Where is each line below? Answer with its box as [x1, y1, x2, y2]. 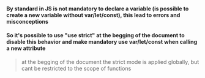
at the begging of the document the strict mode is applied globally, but [21, 58, 199, 65]
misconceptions [6, 18, 49, 25]
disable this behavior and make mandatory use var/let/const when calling [6, 38, 198, 46]
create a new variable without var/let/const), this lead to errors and [6, 11, 181, 18]
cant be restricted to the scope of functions [21, 65, 132, 72]
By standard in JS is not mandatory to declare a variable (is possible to [6, 5, 189, 12]
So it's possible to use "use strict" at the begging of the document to [6, 32, 185, 39]
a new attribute [6, 44, 46, 52]
